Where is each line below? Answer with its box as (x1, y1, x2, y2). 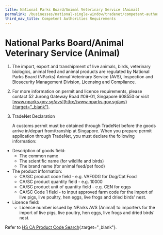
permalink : (5, 12, 27, 17)
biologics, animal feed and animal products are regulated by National (12, 69, 149, 74)
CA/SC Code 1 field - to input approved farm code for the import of (19, 189, 153, 195)
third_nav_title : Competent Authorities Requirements (5, 16, 116, 21)
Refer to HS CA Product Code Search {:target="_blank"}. (5, 224, 117, 230)
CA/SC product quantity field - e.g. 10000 (19, 179, 103, 185)
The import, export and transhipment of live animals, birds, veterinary (12, 64, 151, 70)
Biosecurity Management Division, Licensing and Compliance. (12, 79, 136, 85)
